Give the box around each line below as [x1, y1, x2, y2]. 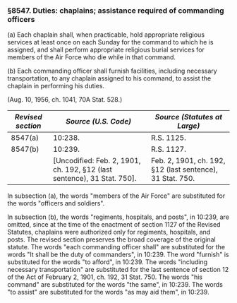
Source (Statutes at [154, 112, 223, 122]
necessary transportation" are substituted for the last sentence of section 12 [7, 266, 229, 274]
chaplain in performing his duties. [7, 82, 104, 90]
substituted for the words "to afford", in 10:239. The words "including [7, 258, 208, 266]
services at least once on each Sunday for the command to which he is [7, 38, 214, 47]
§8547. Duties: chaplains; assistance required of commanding [7, 6, 224, 16]
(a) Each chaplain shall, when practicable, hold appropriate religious [7, 30, 205, 39]
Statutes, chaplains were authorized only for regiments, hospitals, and [7, 228, 211, 237]
